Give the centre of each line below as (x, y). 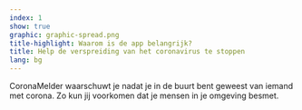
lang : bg (26, 60)
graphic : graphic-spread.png (64, 35)
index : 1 (26, 18)
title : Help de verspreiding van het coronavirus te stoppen (127, 52)
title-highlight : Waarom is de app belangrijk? (101, 43)
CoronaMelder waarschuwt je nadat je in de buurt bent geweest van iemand (151, 86)
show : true (30, 26)
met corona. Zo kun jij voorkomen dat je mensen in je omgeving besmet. (144, 95)
